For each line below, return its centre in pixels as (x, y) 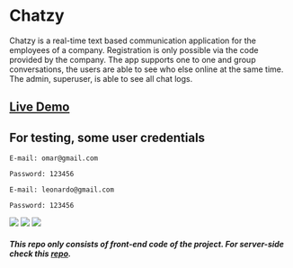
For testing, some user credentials (107, 137)
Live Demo (40, 107)
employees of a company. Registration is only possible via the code (134, 49)
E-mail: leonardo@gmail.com (62, 190)
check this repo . (40, 254)
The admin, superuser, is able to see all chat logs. (101, 78)
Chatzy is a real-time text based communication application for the (133, 40)
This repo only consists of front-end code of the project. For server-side (147, 244)
